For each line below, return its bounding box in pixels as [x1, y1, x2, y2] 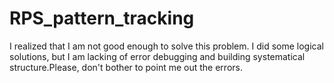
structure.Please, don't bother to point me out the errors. [9, 61, 243, 73]
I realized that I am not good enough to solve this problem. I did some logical [9, 40, 324, 52]
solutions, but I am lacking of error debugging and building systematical [9, 50, 306, 62]
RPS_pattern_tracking [9, 7, 195, 30]
